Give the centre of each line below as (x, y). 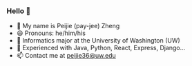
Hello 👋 (19, 11)
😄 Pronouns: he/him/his (51, 33)
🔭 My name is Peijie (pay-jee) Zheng (68, 26)
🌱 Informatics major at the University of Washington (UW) (98, 41)
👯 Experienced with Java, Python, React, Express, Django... (101, 48)
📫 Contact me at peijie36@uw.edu (66, 56)
